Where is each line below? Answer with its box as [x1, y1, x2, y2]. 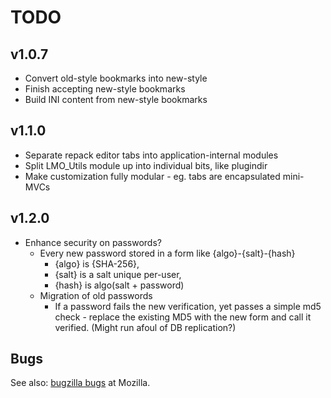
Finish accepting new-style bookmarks [24, 83, 186, 95]
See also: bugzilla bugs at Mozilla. [10, 377, 151, 389]
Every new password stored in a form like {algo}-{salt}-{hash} [39, 247, 296, 259]
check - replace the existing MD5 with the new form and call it [54, 311, 312, 323]
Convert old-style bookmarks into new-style [24, 72, 208, 84]
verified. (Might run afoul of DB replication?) [54, 321, 237, 333]
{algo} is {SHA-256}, [54, 257, 140, 270]
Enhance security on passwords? [24, 236, 162, 248]
